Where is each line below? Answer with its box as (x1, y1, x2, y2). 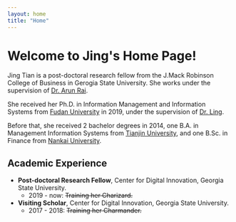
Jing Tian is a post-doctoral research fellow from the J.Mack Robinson (7, 71, 214, 80)
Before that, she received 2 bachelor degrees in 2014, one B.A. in (7, 122, 199, 130)
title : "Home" (7, 17, 50, 24)
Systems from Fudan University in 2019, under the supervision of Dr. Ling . (7, 107, 225, 116)
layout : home (7, 10, 46, 18)
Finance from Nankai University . (7, 137, 102, 145)
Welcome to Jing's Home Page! (7, 48, 197, 64)
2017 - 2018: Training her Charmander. (28, 206, 142, 215)
